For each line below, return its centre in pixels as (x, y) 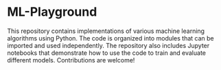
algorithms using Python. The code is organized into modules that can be (110, 38)
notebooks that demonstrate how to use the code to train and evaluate (106, 53)
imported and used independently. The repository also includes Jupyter (108, 45)
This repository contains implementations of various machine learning (106, 31)
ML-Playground (52, 12)
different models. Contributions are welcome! (71, 60)
